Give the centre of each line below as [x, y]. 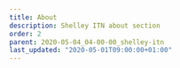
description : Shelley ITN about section [85, 26]
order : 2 [25, 34]
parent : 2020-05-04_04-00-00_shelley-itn [87, 42]
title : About [33, 17]
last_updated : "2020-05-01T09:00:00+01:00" [91, 50]
